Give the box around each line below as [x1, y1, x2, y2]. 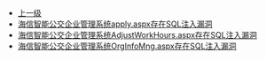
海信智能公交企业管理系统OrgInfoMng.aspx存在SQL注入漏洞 [17, 41, 237, 51]
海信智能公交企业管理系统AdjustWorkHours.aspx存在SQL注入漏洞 [17, 30, 257, 40]
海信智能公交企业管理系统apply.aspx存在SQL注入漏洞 [17, 19, 213, 29]
